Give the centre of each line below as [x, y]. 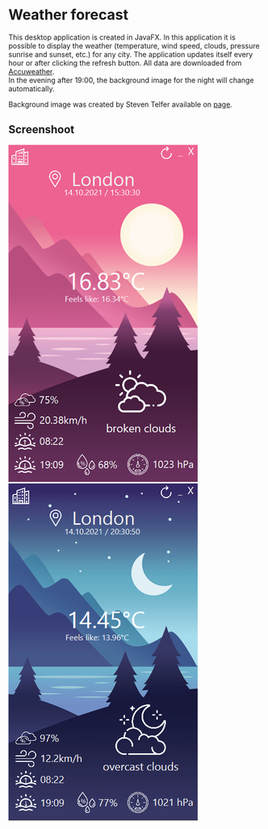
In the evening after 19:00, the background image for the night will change [131, 80]
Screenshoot [42, 130]
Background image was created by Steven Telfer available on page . [120, 104]
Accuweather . [31, 71]
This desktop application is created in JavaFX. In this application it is [122, 37]
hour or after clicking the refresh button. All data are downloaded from [125, 63]
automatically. [31, 88]
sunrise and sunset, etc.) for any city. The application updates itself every [131, 54]
